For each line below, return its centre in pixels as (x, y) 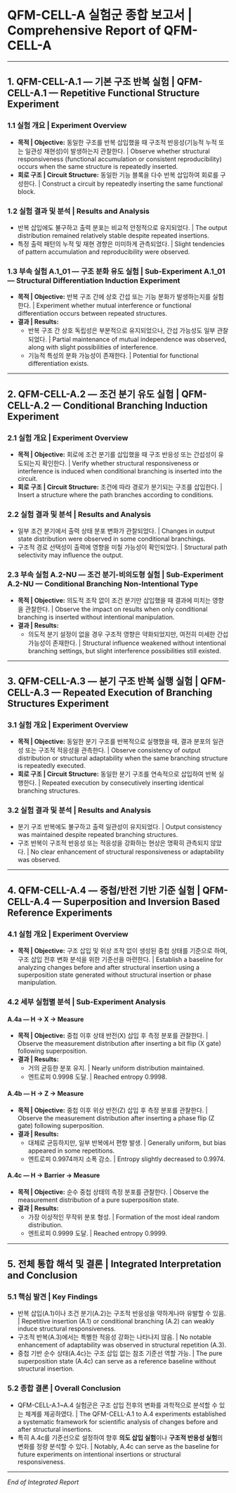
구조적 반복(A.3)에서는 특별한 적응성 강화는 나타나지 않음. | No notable (114, 1337)
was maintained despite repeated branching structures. (98, 835)
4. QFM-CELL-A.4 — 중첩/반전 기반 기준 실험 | (104, 890)
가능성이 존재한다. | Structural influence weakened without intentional (127, 643)
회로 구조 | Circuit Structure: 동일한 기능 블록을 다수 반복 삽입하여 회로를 (118, 174)
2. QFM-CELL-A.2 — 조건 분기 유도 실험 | (93, 394)
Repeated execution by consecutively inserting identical (123, 783)
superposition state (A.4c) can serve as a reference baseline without (117, 1361)
